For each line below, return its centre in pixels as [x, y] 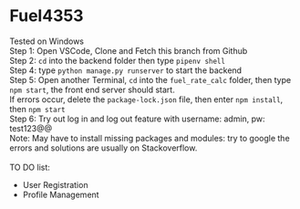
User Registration [55, 184]
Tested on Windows [47, 41]
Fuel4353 [47, 16]
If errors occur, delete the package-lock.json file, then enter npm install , [146, 99]
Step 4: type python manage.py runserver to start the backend [126, 70]
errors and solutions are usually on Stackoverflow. [103, 148]
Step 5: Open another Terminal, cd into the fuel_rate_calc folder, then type [150, 79]
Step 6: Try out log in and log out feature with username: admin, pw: [138, 119]
